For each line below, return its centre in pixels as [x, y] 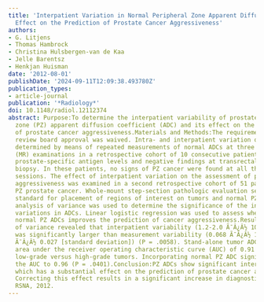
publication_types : [40, 88]
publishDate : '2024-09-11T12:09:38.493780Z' [82, 81]
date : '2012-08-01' [40, 74]
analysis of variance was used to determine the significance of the [131, 205]
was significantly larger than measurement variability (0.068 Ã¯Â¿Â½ [133, 235]
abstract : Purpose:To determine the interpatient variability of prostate [133, 118]
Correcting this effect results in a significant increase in [119, 279]
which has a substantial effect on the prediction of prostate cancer [133, 271]
